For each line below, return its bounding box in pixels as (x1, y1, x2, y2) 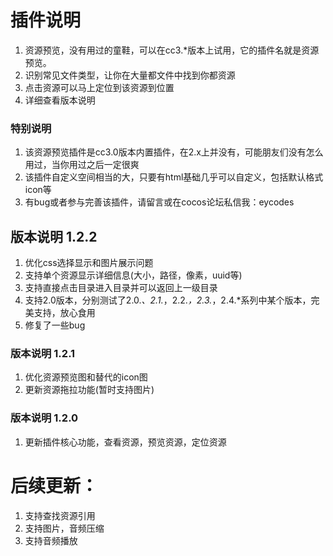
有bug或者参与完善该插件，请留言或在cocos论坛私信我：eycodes (24, 196, 295, 208)
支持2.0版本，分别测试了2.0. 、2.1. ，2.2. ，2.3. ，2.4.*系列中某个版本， (24, 294, 312, 306)
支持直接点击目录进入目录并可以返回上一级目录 (24, 282, 218, 294)
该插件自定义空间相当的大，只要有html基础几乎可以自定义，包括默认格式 (24, 171, 324, 183)
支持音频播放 (24, 534, 78, 546)
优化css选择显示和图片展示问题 (24, 257, 154, 269)
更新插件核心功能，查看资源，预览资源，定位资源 (24, 436, 227, 448)
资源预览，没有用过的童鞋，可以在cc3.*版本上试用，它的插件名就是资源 (24, 44, 320, 56)
